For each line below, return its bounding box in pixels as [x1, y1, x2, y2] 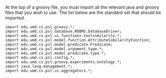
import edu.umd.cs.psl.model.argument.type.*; [5, 46, 104, 51]
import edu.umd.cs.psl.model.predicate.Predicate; [5, 42, 113, 47]
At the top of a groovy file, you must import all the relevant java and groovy [5, 4, 159, 10]
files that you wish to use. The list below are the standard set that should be [5, 9, 161, 15]
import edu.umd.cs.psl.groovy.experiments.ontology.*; [5, 59, 122, 64]
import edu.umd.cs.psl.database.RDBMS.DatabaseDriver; [5, 29, 122, 34]
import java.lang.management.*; [5, 64, 72, 69]
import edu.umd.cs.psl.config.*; [5, 55, 75, 60]
